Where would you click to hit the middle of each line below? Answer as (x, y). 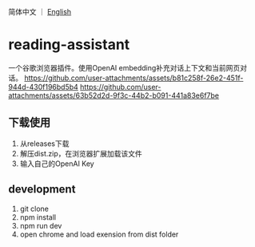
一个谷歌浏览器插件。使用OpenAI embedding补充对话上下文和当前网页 (124, 67)
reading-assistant (69, 45)
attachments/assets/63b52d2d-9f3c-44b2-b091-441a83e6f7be (114, 95)
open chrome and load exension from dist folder (99, 234)
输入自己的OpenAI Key (57, 164)
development (42, 190)
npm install (38, 217)
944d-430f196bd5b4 (43, 87)
